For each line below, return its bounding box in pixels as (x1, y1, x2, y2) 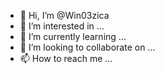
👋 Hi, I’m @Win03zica (19, 10, 110, 21)
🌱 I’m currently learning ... (19, 31, 127, 42)
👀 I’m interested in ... (19, 20, 105, 32)
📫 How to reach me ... (19, 53, 113, 64)
